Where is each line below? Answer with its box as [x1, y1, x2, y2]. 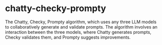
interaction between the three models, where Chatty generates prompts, [5, 29, 152, 35]
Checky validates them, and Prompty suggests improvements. [5, 34, 131, 40]
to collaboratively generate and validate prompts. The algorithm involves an [5, 24, 158, 30]
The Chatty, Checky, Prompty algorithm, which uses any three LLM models [5, 19, 157, 25]
